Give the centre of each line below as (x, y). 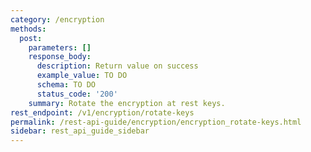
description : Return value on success (117, 66)
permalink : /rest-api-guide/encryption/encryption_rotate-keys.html (156, 122)
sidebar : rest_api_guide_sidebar (80, 131)
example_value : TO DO (82, 76)
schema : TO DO (66, 85)
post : (31, 38)
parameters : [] (60, 47)
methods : (28, 29)
